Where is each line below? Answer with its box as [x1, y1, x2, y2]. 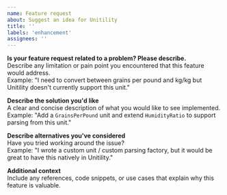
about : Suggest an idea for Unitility [7, 16, 118, 23]
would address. [7, 69, 51, 77]
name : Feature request [7, 10, 72, 17]
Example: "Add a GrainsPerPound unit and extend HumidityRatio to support [7, 111, 216, 120]
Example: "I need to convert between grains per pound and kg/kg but [7, 76, 202, 84]
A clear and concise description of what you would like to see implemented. [7, 104, 221, 112]
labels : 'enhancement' [7, 29, 72, 36]
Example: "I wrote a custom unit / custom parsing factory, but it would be [7, 146, 213, 155]
